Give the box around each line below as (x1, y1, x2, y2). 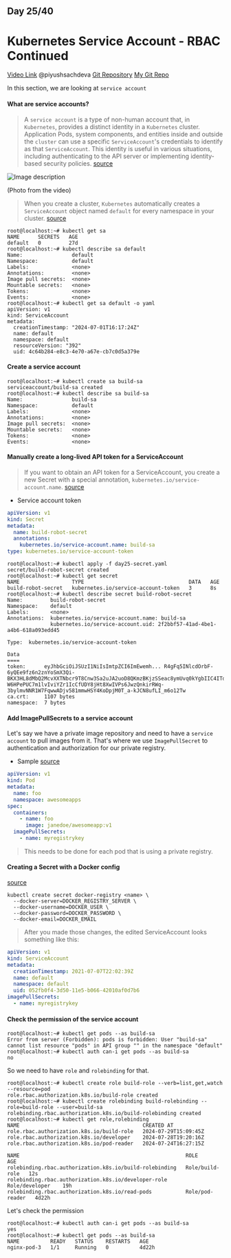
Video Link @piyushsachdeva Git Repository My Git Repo (7, 70, 170, 79)
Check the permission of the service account (7, 1014, 139, 1023)
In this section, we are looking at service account (7, 84, 146, 92)
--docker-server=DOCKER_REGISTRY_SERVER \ (13, 898, 137, 905)
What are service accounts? (7, 99, 89, 108)
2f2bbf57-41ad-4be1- (157, 621, 217, 628)
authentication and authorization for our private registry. (7, 744, 166, 752)
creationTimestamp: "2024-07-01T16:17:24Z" (13, 324, 140, 331)
